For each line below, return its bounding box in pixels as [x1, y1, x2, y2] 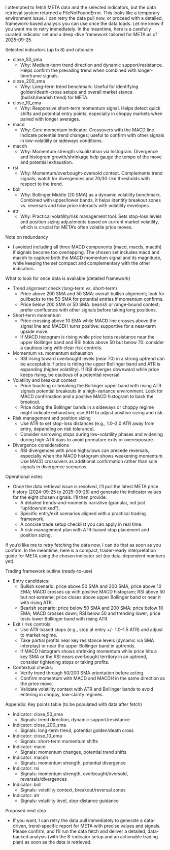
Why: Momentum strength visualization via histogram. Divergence [20, 149, 158, 154]
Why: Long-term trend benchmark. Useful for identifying [20, 83, 139, 90]
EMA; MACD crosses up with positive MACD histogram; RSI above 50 [20, 589, 165, 594]
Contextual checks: [12, 664, 53, 670]
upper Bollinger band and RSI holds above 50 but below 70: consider [20, 339, 164, 345]
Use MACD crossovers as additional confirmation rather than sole [20, 458, 157, 464]
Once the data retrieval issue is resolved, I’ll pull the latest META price [12, 484, 159, 489]
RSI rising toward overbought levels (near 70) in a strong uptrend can [20, 356, 165, 361]
